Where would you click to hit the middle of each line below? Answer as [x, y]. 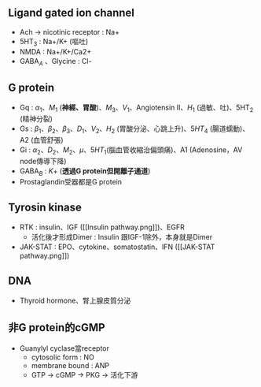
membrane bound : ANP [70, 365]
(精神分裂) [36, 119]
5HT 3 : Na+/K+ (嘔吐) [54, 42]
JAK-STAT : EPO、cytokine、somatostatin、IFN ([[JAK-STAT [117, 247]
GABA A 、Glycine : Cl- [55, 62]
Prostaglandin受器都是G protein [71, 182]
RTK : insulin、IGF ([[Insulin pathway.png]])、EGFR [102, 227]
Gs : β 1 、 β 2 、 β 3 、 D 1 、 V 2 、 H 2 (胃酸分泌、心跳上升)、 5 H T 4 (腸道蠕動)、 [134, 129]
